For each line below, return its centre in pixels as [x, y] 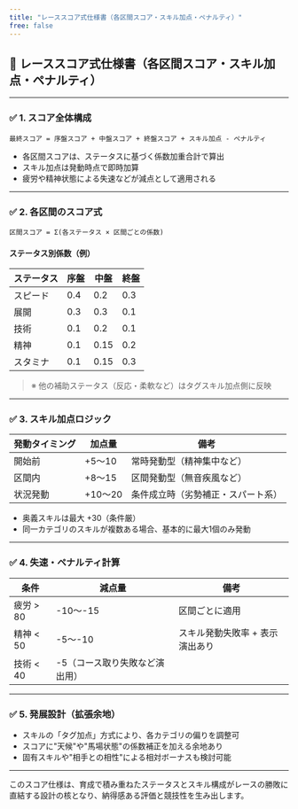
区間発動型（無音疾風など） [188, 478]
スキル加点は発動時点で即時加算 [80, 167]
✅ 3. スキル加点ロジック [60, 419]
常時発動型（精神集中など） [188, 462]
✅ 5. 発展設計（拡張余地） [65, 714]
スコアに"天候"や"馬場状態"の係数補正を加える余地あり [122, 746]
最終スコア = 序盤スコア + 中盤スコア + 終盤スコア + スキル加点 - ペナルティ [138, 138]
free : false [31, 26]
